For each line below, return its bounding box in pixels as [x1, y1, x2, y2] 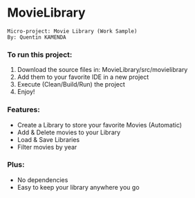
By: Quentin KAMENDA [7, 33, 67, 41]
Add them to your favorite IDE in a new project [17, 73, 149, 81]
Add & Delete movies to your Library [17, 128, 121, 136]
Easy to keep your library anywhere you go [17, 183, 140, 191]
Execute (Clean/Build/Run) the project [17, 80, 126, 89]
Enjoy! [17, 88, 35, 96]
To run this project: [7, 50, 73, 60]
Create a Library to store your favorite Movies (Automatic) [17, 120, 182, 129]
